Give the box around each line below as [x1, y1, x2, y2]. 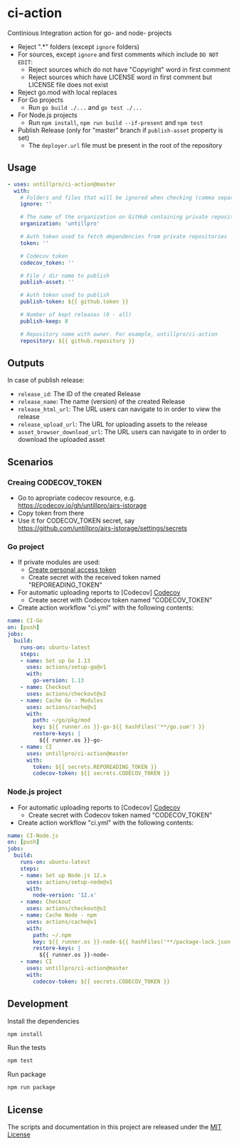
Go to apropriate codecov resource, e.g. [17, 494, 136, 502]
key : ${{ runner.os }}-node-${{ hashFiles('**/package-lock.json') [33, 938, 237, 945]
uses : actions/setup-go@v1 [26, 664, 107, 671]
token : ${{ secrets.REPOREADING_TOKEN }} [33, 763, 158, 770]
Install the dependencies [7, 1017, 80, 1025]
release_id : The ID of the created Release [17, 390, 141, 398]
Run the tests [7, 1044, 46, 1052]
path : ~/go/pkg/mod [33, 717, 91, 724]
